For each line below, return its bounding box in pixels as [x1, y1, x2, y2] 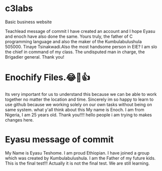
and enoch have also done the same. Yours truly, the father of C [5, 33, 133, 39]
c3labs [5, 3, 33, 14]
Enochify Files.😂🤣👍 [5, 72, 91, 83]
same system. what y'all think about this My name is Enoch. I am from [5, 107, 145, 112]
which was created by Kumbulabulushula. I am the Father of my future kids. [5, 155, 156, 161]
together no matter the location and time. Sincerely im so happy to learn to [5, 96, 154, 102]
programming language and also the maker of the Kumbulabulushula [5, 38, 142, 44]
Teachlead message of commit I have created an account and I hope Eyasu [5, 28, 155, 34]
